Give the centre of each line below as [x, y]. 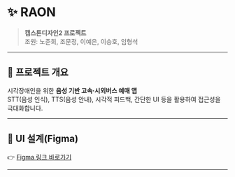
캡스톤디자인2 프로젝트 [55, 33]
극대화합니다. [25, 108]
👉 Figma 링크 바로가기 [40, 157]
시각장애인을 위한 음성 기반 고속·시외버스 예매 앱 [72, 90]
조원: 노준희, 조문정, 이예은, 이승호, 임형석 [81, 41]
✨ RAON [31, 12]
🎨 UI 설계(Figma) [43, 139]
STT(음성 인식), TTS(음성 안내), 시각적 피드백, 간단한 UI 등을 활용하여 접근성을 [114, 99]
